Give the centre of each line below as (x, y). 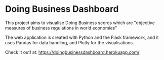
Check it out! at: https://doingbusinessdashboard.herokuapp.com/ (72, 52)
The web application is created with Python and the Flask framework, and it (82, 37)
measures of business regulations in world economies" (61, 28)
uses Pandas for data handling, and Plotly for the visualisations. (70, 42)
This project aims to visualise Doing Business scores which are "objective (80, 23)
